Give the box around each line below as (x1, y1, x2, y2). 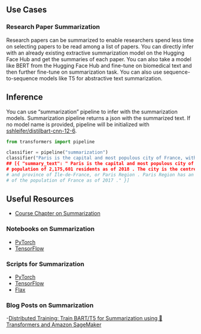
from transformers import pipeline (6, 139, 95, 145)
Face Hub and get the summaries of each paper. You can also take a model (6, 55, 191, 62)
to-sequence (6, 74, 38, 82)
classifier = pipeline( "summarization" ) (6, 149, 109, 155)
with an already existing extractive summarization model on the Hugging (6, 49, 185, 56)
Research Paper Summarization (6, 23, 100, 31)
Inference (6, 92, 43, 103)
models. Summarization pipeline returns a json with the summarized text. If (6, 114, 191, 122)
